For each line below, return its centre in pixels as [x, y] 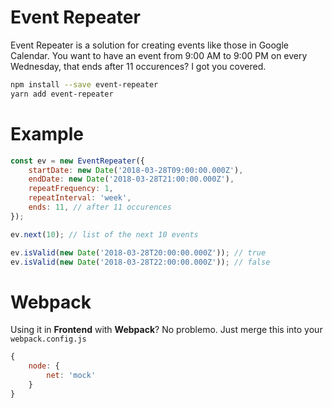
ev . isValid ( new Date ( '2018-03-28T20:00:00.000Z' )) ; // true [138, 252]
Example [47, 133]
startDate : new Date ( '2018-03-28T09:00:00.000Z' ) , [136, 170]
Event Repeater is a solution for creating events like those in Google [150, 45]
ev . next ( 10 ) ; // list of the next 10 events [104, 234]
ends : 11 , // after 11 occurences [100, 207]
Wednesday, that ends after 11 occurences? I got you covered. [138, 66]
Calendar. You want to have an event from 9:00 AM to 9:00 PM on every [159, 55]
